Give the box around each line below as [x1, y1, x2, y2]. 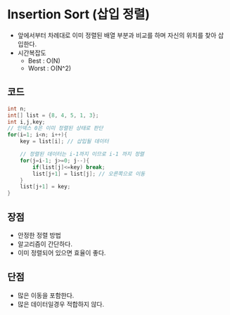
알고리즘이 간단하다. [17, 240, 72, 248]
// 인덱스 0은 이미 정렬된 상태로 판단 [7, 124, 103, 132]
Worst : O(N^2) [27, 64, 72, 72]
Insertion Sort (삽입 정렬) [7, 6, 150, 22]
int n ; [7, 105, 27, 112]
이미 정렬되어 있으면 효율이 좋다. [17, 248, 106, 257]
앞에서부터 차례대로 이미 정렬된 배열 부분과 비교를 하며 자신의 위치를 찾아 [17, 31, 217, 39]
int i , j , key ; [7, 118, 46, 125]
